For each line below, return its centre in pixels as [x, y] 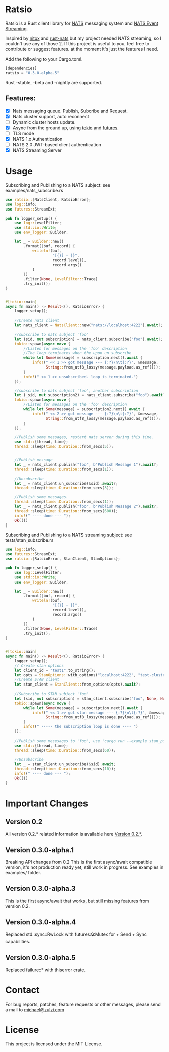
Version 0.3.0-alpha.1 [39, 850]
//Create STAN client [37, 680]
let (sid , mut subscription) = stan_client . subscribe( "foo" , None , [86, 698]
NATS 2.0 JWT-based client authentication [57, 144]
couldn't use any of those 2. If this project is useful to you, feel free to [77, 43]
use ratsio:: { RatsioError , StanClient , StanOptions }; [63, 559]
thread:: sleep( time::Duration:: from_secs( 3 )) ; [64, 488]
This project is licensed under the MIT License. [54, 1044]
